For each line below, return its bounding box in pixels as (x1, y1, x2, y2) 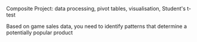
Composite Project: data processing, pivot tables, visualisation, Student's (6, 5, 186, 12)
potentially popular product (6, 29, 73, 36)
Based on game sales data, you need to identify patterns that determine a (6, 23, 187, 30)
